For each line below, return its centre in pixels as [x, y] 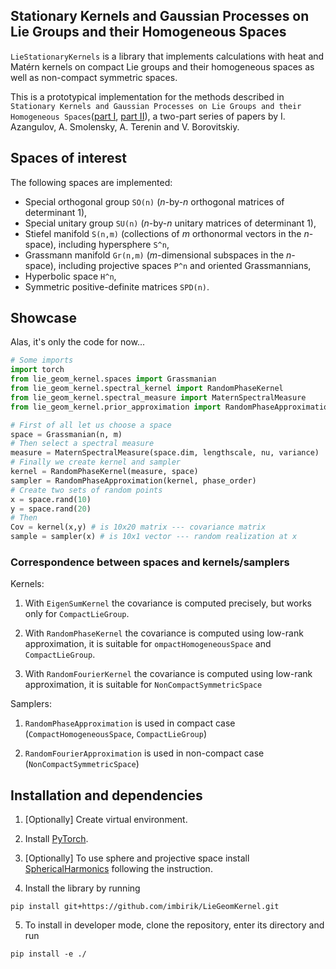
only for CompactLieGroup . [77, 614]
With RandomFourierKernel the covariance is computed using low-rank [168, 674]
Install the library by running [82, 888]
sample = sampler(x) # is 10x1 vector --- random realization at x [154, 537]
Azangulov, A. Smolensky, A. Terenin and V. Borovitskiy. [125, 126]
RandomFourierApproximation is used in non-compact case [144, 753]
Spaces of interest [68, 158]
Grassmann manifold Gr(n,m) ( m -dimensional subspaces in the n [158, 255]
